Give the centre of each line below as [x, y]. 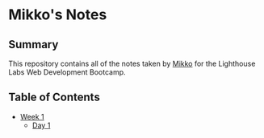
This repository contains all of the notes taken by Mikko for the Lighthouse [132, 63]
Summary [34, 45]
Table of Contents [54, 97]
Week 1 [32, 116]
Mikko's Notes [58, 15]
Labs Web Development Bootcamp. [67, 72]
